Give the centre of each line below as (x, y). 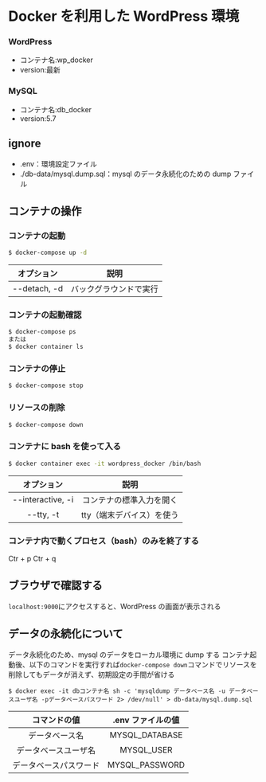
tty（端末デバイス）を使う (130, 514)
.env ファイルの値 (146, 720)
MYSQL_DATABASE (146, 735)
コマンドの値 (56, 720)
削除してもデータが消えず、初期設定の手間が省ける (92, 674)
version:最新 (40, 70)
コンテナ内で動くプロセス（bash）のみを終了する (104, 541)
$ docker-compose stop (46, 386)
